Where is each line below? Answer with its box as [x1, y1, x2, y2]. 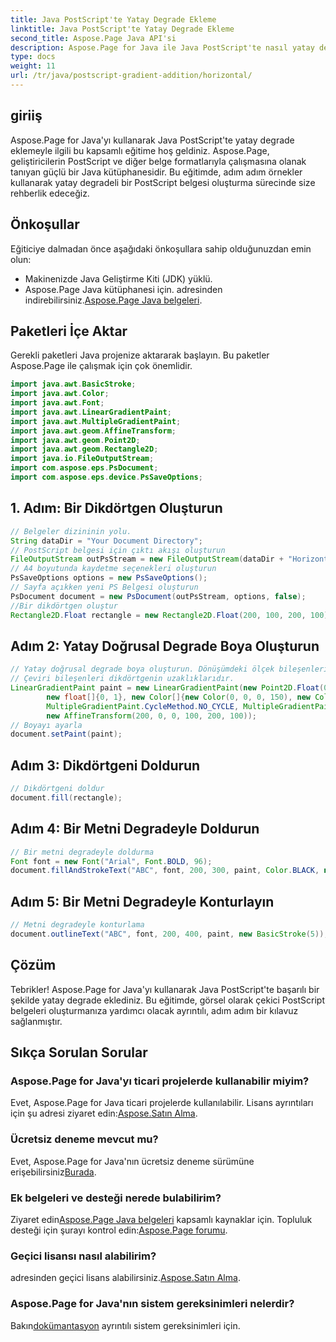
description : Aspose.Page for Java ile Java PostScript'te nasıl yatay [10, 42, 315, 53]
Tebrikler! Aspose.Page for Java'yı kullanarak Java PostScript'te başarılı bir [10, 983, 320, 995]
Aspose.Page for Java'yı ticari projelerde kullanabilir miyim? [10, 1074, 310, 1088]
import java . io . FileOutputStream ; [10, 454, 155, 464]
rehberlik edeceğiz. [10, 187, 90, 199]
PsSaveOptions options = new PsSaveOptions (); [10, 573, 208, 583]
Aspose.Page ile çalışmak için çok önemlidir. [10, 360, 193, 372]
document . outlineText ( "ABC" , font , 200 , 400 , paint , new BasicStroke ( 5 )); [10, 929, 329, 939]
